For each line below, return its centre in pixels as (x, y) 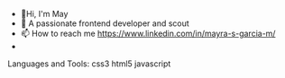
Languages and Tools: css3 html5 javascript (89, 64)
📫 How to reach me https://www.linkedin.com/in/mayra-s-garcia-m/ (148, 33)
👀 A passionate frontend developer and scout (105, 23)
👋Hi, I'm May (44, 14)
